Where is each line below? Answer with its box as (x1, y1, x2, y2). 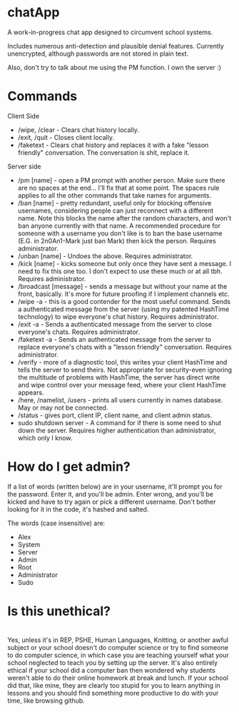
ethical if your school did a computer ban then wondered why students (7, 666, 215, 675)
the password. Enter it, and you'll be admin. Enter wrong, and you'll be (7, 489, 214, 498)
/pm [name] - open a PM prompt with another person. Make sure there (17, 176, 225, 184)
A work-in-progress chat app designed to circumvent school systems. (7, 28, 213, 36)
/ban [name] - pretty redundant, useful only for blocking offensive (17, 198, 212, 207)
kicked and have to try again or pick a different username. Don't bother (7, 497, 216, 506)
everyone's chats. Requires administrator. (17, 327, 141, 336)
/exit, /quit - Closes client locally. (17, 133, 114, 141)
